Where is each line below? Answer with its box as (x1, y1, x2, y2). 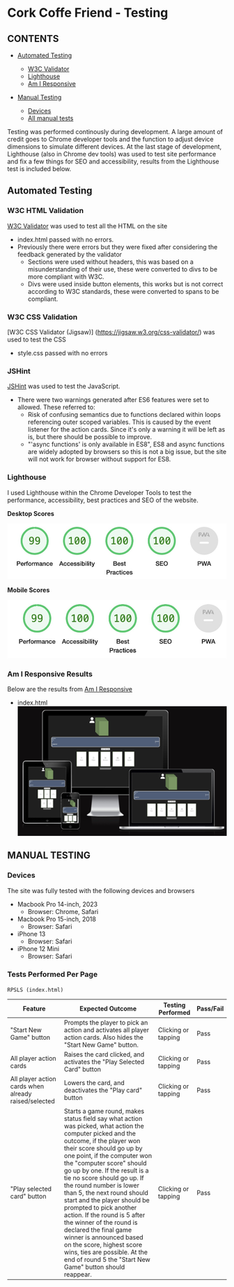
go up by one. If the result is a (63, 1166, 149, 1175)
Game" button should (63, 1263, 125, 1271)
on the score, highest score (63, 1240, 143, 1249)
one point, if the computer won (63, 1151, 152, 1160)
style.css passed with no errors (17, 348, 108, 357)
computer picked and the (63, 1129, 136, 1138)
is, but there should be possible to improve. (27, 433, 152, 441)
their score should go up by (63, 1144, 143, 1152)
